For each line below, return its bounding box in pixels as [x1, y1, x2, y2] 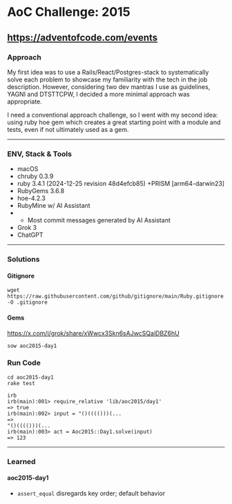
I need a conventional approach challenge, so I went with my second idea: [7, 110, 218, 119]
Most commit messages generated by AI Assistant [27, 216, 171, 224]
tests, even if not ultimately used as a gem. [7, 125, 129, 133]
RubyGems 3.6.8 [17, 187, 65, 195]
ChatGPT [17, 231, 43, 239]
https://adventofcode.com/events [7, 32, 158, 43]
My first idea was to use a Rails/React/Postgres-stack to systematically [7, 68, 209, 76]
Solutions [7, 255, 40, 264]
